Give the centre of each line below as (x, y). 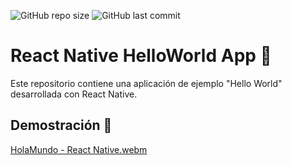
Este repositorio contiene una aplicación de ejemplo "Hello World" (146, 83)
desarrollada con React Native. (74, 94)
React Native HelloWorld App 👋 (141, 56)
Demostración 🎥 (61, 125)
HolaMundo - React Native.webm (79, 149)
